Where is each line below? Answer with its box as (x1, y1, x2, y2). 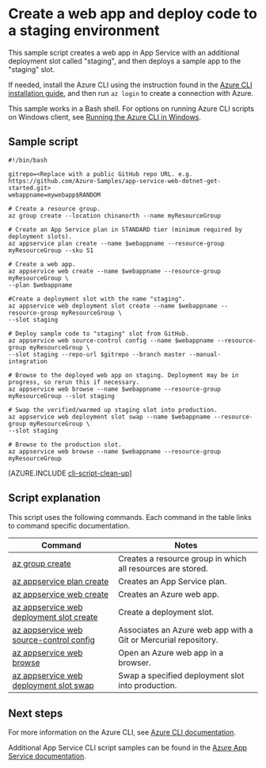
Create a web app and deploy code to (8, 5, 257, 23)
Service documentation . (8, 751, 87, 761)
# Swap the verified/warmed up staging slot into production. (8, 406, 218, 414)
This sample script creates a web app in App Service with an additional (8, 48, 240, 57)
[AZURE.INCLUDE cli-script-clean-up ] (8, 468, 132, 478)
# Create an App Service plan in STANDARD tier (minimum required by (8, 225, 243, 234)
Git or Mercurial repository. (118, 634, 218, 645)
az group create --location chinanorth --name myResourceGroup (8, 212, 222, 220)
